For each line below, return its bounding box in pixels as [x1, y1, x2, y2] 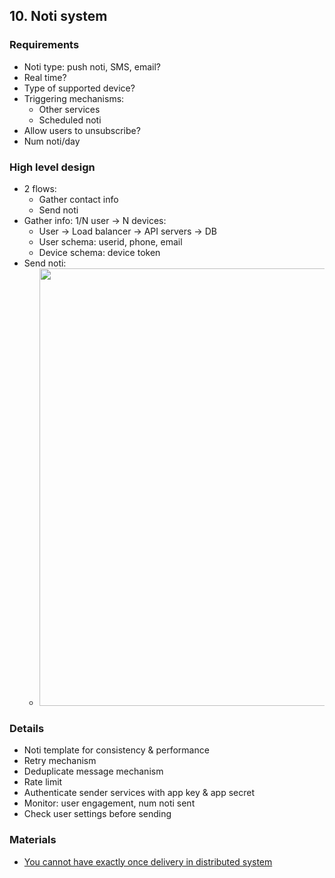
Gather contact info [38, 193, 119, 205]
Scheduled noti [38, 114, 102, 126]
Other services [38, 103, 101, 115]
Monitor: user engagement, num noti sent [23, 797, 196, 809]
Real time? [23, 71, 67, 83]
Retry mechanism [23, 755, 97, 767]
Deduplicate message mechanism [23, 765, 164, 778]
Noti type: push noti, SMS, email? [23, 60, 161, 73]
